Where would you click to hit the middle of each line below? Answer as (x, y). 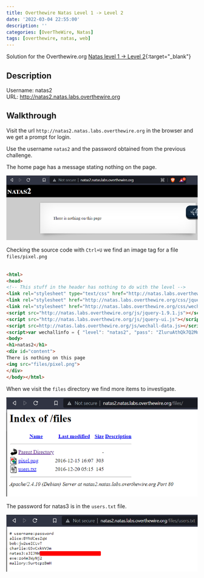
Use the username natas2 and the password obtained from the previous (96, 148)
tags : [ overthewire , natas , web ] (49, 39)
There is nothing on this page (46, 358)
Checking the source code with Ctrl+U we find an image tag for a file (92, 250)
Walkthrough (31, 116)
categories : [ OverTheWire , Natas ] (50, 32)
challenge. (19, 155)
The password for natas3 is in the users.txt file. (66, 506)
